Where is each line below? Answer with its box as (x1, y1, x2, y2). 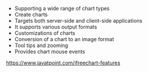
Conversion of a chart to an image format (14, 36, 114, 42)
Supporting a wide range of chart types (14, 5, 110, 12)
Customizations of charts (14, 30, 75, 37)
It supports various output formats (14, 23, 98, 30)
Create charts (14, 11, 48, 18)
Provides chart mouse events (14, 48, 85, 55)
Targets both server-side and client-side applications (14, 17, 143, 24)
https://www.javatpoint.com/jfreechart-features (6, 59, 121, 66)
